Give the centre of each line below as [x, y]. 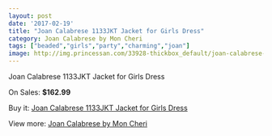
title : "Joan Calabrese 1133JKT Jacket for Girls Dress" [106, 31]
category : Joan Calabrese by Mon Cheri [76, 38]
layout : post [30, 16]
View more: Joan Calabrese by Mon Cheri [78, 123]
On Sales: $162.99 [40, 92]
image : [19, 53]
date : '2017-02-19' [41, 23]
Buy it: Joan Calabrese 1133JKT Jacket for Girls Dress [98, 108]
